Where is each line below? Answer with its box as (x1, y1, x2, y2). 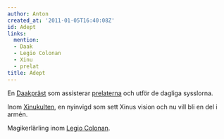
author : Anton (7, 10, 49, 18)
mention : (13, 37, 39, 44)
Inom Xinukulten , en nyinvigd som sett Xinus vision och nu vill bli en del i (7, 102, 218, 111)
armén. (7, 110, 28, 119)
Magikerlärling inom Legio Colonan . (7, 123, 111, 132)
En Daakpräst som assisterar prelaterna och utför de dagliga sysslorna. (7, 89, 213, 97)
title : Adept (7, 69, 46, 76)
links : (7, 30, 27, 37)
